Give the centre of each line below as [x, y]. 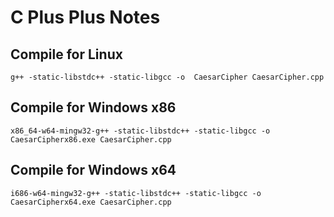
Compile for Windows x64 [93, 170]
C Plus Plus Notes [85, 17]
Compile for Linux [66, 54]
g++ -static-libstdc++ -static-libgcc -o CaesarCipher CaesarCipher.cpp [167, 77]
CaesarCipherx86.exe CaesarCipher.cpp [91, 139]
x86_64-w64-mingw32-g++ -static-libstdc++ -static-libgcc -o [140, 131]
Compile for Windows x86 [93, 107]
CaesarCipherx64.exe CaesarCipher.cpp [91, 202]
